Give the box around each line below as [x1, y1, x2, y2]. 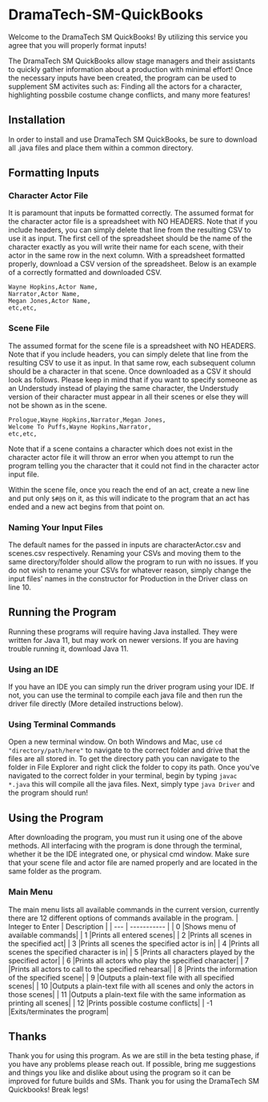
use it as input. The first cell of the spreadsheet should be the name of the [8, 234, 253, 243]
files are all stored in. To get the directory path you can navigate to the [8, 754, 240, 764]
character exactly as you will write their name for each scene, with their [8, 242, 244, 252]
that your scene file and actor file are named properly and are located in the [8, 858, 258, 868]
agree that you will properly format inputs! [8, 40, 146, 50]
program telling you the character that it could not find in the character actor [8, 461, 260, 470]
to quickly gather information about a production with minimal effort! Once [8, 64, 254, 74]
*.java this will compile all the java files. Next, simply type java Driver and [8, 780, 255, 789]
